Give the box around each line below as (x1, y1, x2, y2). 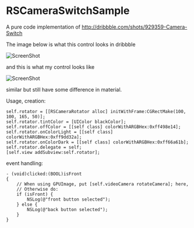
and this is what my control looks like (6, 63, 95, 71)
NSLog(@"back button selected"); (27, 206, 108, 212)
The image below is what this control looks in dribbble (6, 41, 136, 48)
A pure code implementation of (6, 23, 80, 30)
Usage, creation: (6, 97, 46, 104)
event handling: (6, 159, 44, 167)
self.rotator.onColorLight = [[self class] (6, 129, 114, 135)
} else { (16, 201, 38, 208)
